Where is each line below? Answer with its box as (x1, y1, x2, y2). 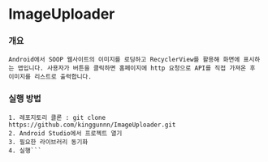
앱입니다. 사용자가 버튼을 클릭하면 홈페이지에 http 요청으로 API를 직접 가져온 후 (17, 64, 256, 73)
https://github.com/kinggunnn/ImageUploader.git (8, 121, 176, 129)
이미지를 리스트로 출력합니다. (8, 73, 92, 81)
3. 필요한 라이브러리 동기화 (8, 138, 89, 146)
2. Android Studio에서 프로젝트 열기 (8, 129, 123, 138)
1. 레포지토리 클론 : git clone (8, 113, 106, 122)
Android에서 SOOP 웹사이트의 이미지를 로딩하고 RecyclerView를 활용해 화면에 (8, 56, 240, 64)
